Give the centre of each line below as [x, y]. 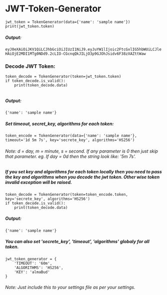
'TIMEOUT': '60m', [33, 263]
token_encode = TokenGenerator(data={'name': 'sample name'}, [71, 136]
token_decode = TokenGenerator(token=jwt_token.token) [63, 77]
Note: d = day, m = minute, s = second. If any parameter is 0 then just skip [82, 151]
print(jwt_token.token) [30, 26]
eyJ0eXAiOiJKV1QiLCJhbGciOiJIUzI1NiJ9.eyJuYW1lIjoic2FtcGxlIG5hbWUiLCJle [83, 49]
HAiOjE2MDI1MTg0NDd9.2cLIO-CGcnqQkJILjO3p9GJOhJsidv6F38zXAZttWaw [76, 54]
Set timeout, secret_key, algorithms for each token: [60, 124]
